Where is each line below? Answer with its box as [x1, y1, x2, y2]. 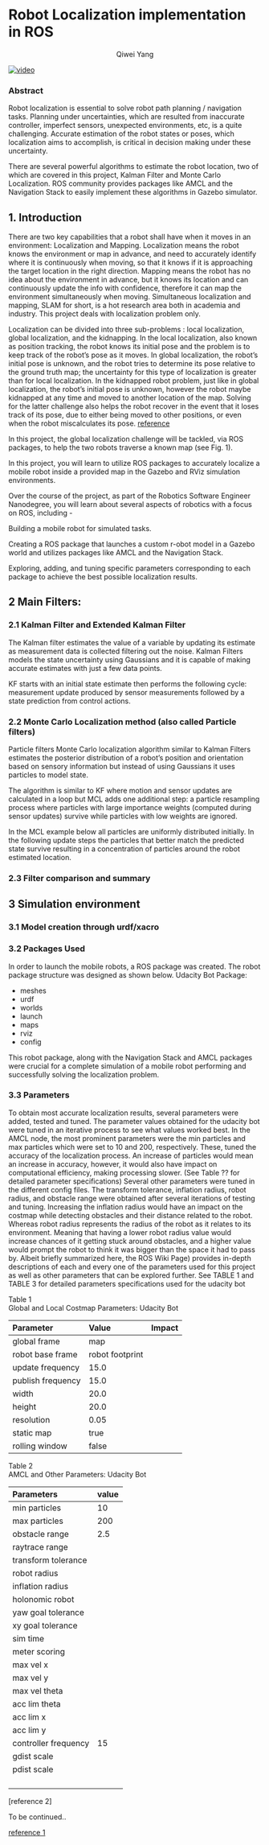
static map [12, 1427, 52, 1438]
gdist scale [12, 1750, 54, 1761]
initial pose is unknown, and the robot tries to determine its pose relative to [8, 359, 255, 369]
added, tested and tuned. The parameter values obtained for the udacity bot [8, 1116, 260, 1126]
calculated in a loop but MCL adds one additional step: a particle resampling [8, 794, 260, 804]
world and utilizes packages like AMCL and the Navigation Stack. [8, 548, 223, 558]
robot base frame [12, 1349, 78, 1360]
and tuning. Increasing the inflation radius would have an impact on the [8, 1201, 243, 1212]
